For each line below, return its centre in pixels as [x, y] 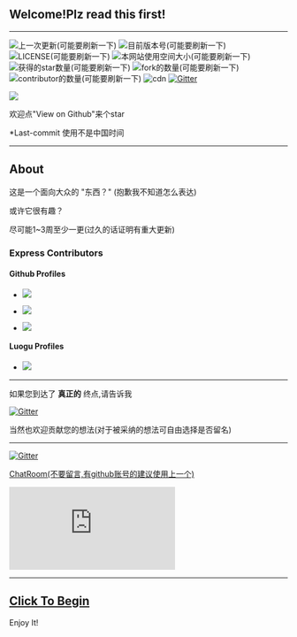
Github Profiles [38, 274]
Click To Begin [49, 601]
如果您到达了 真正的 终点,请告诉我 [71, 394]
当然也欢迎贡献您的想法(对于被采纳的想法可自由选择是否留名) [121, 429]
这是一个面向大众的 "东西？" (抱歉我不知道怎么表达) [103, 192]
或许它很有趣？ [36, 211]
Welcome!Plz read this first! [88, 15]
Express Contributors [56, 253]
